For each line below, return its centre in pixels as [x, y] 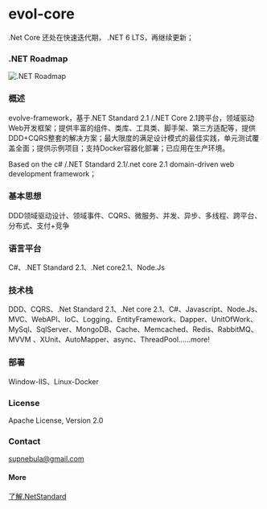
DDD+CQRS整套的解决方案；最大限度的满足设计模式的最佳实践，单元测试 [130, 138]
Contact [25, 441]
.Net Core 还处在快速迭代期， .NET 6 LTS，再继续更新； [101, 37]
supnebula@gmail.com [46, 459]
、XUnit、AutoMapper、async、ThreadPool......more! [121, 340]
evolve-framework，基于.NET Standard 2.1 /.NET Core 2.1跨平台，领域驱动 [131, 118]
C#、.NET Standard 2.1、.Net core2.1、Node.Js [86, 267]
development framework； [53, 173]
